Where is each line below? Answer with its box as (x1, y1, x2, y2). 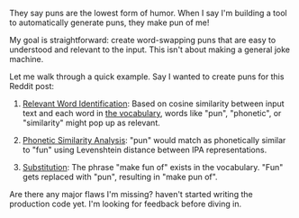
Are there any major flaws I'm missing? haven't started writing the (9, 189, 254, 199)
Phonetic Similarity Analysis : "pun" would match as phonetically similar (22, 135, 286, 145)
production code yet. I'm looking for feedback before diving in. (9, 198, 241, 209)
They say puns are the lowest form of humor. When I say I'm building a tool (9, 8, 287, 18)
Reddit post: (9, 81, 54, 91)
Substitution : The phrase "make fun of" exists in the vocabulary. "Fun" (22, 162, 284, 172)
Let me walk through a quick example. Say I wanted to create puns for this (9, 71, 285, 82)
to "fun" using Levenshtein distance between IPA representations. (22, 144, 267, 155)
